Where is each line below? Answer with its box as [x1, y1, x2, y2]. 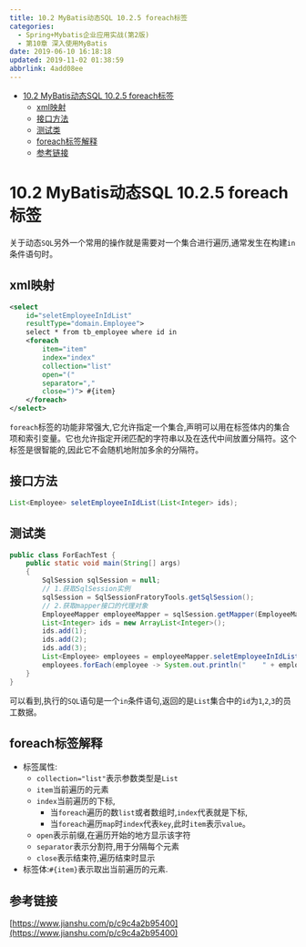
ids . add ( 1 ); [42, 626, 88, 636]
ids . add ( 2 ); [42, 635, 88, 645]
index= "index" [42, 352, 96, 362]
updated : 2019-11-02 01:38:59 [9, 56, 125, 65]
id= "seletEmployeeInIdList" [25, 311, 132, 320]
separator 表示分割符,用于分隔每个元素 [36, 841, 180, 852]
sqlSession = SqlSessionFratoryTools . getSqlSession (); [42, 593, 255, 602]
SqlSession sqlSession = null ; [42, 575, 161, 586]
